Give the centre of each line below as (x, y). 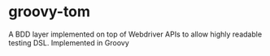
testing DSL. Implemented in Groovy (69, 42)
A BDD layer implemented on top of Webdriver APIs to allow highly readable (135, 34)
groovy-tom (50, 12)
